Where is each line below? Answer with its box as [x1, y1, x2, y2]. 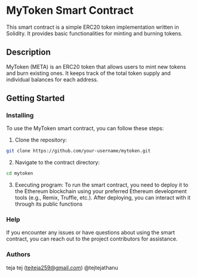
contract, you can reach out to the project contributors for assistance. [6, 235, 178, 243]
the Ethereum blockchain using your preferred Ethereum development [14, 188, 187, 195]
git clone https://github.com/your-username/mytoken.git [6, 148, 151, 154]
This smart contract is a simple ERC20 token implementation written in [6, 23, 179, 31]
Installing [6, 112, 34, 120]
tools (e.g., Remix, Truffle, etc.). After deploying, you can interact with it [14, 194, 191, 201]
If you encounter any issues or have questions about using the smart [6, 229, 175, 236]
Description [6, 47, 51, 58]
